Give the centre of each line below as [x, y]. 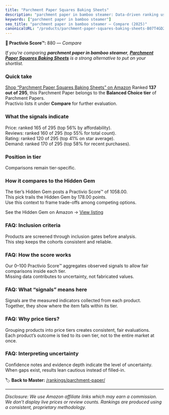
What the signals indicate [37, 116]
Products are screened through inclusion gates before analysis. [71, 236]
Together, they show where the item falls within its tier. [62, 306]
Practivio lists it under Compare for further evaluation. [61, 103]
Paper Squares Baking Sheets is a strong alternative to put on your [75, 58]
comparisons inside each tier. [36, 271]
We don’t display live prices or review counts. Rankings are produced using [83, 402]
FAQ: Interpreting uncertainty [42, 353]
